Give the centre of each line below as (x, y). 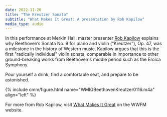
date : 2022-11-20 (23, 10)
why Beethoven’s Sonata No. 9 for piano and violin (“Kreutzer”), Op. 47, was (83, 44)
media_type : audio (24, 24)
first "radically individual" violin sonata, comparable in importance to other (82, 54)
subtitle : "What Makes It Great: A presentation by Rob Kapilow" (75, 19)
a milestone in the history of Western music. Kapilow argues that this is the (82, 49)
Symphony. (17, 65)
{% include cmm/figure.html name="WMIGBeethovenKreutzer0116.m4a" (80, 90)
